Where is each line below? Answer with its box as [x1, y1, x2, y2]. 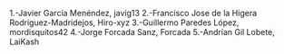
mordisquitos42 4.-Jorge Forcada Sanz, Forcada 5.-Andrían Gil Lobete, [9, 27, 275, 37]
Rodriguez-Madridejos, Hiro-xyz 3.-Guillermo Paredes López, [9, 17, 240, 28]
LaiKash [9, 36, 40, 47]
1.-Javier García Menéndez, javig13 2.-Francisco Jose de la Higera [9, 8, 258, 18]
